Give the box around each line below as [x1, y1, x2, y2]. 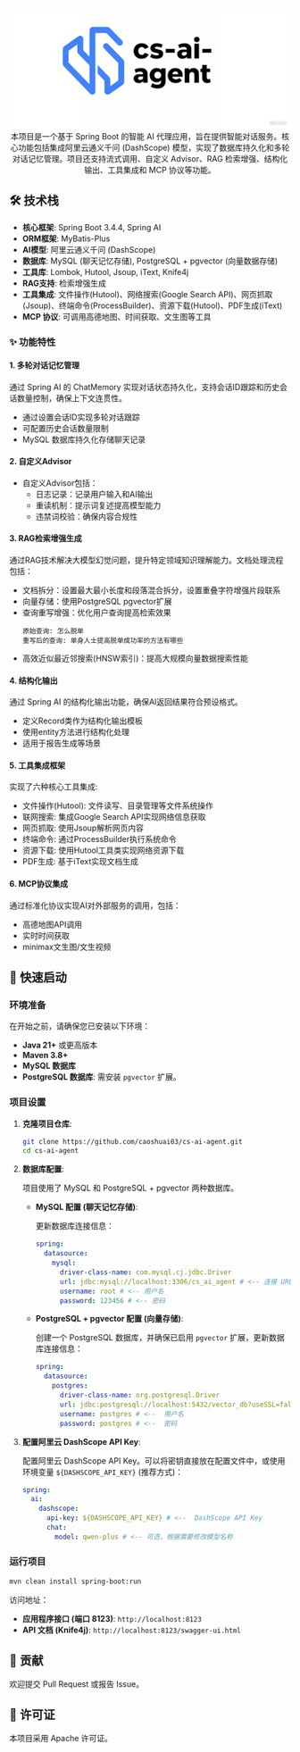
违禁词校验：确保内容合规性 [35, 511, 138, 521]
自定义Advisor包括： [21, 477, 98, 488]
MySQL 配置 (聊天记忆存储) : [35, 1202, 138, 1213]
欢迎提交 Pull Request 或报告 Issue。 [9, 1678, 145, 1689]
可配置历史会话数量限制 [21, 422, 109, 433]
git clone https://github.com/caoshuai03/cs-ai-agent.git [21, 1137, 243, 1146]
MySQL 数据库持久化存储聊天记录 [21, 434, 146, 445]
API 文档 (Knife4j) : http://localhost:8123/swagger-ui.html [21, 1624, 241, 1635]
